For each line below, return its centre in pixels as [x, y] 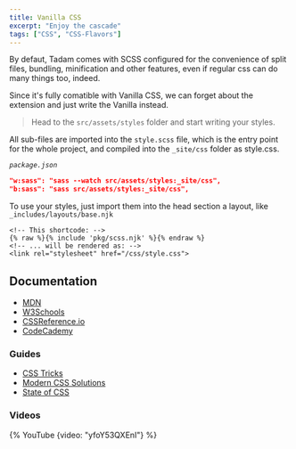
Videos [25, 415]
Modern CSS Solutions [64, 383]
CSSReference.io [53, 321]
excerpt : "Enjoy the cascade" [66, 26]
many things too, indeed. [55, 78]
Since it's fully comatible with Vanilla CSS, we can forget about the [132, 95]
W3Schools [43, 312]
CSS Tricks [43, 373]
